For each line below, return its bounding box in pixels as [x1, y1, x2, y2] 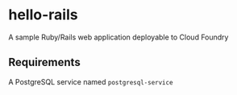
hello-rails [8, 6, 78, 24]
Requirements [8, 56, 81, 69]
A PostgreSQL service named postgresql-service [8, 76, 173, 86]
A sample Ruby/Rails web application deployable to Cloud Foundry [8, 32, 229, 42]
